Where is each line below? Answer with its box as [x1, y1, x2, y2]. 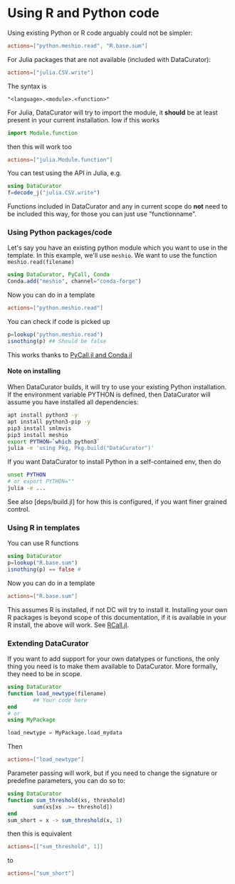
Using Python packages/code [7, 228, 113, 238]
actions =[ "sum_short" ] [7, 870, 75, 877]
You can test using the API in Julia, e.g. [7, 169, 122, 177]
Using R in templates [7, 522, 80, 532]
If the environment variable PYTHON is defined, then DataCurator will [7, 390, 211, 399]
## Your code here [33, 696, 88, 704]
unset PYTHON [7, 471, 46, 478]
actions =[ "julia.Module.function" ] [7, 156, 113, 163]
